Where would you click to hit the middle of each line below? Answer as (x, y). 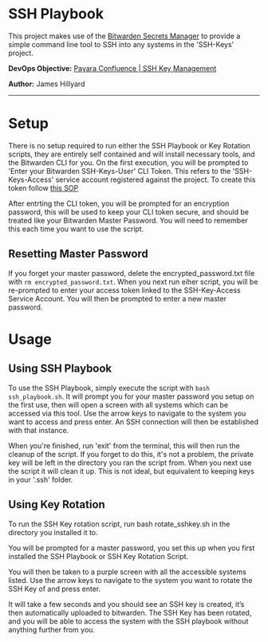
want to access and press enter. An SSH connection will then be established (134, 421)
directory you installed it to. (53, 532)
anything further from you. (52, 629)
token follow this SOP (43, 187)
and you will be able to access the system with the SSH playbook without (128, 621)
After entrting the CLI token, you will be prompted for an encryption (119, 203)
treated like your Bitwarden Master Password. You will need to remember (128, 220)
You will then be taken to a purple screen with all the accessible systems (128, 572)
